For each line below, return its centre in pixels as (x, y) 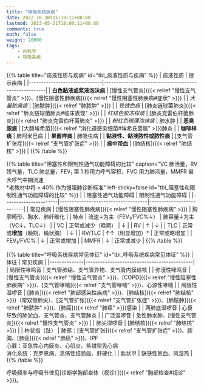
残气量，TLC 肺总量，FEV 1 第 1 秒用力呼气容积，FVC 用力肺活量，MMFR (97, 172)
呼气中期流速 (27, 180)
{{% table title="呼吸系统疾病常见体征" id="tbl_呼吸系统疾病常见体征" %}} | (100, 255)
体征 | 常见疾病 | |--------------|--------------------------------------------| (101, 262)
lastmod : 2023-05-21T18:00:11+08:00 (53, 23)
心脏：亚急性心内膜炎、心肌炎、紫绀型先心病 (62, 346)
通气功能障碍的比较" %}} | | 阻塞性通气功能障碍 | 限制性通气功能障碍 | (104, 195)
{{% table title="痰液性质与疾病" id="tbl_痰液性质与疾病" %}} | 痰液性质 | (97, 75)
